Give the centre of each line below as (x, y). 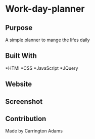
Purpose (19, 28)
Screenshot (24, 102)
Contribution (26, 118)
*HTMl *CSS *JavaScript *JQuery (42, 68)
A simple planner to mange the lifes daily (47, 40)
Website (18, 84)
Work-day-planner (45, 9)
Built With (21, 56)
